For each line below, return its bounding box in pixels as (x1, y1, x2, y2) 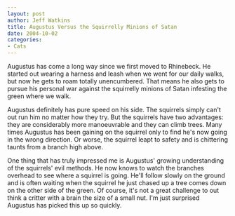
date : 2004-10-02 (7, 29, 58, 37)
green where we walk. (7, 92, 72, 100)
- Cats (7, 43, 27, 50)
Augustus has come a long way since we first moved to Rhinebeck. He (7, 62, 211, 70)
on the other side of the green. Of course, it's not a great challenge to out (7, 187, 220, 194)
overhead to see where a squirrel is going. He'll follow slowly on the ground (7, 171, 226, 180)
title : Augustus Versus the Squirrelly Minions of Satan (7, 23, 177, 30)
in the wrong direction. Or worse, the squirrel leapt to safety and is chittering (7, 135, 229, 144)
